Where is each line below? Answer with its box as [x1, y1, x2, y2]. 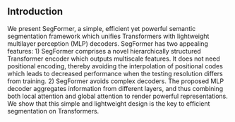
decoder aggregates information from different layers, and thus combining [7, 84, 224, 92]
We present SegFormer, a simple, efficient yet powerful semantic [7, 24, 196, 32]
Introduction [7, 6, 64, 18]
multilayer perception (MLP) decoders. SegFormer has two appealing [7, 39, 208, 48]
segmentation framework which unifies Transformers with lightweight [7, 32, 210, 40]
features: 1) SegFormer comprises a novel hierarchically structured [7, 47, 201, 55]
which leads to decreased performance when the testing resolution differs [7, 69, 224, 78]
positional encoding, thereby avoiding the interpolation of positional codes [7, 61, 224, 70]
